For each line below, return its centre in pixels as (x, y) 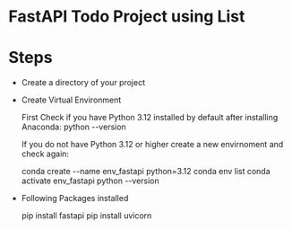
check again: (45, 154)
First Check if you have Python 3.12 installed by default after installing (150, 118)
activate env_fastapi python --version (90, 181)
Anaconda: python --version (73, 127)
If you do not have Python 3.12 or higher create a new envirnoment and (152, 145)
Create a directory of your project (83, 83)
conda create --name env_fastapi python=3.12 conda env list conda (146, 172)
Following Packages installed (75, 199)
